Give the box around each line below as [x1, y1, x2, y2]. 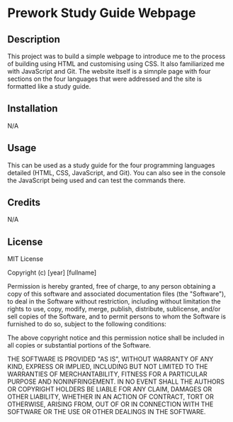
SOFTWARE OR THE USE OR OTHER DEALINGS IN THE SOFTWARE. [7, 408, 206, 416]
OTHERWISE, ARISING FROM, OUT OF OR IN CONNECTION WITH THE [7, 400, 214, 409]
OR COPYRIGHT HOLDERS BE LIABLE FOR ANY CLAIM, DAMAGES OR [7, 385, 212, 394]
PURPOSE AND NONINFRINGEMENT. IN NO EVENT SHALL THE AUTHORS [7, 377, 225, 386]
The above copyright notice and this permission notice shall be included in [7, 333, 225, 342]
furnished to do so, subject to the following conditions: [7, 320, 166, 328]
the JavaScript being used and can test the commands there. [7, 176, 186, 184]
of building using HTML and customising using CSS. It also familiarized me [7, 60, 225, 68]
